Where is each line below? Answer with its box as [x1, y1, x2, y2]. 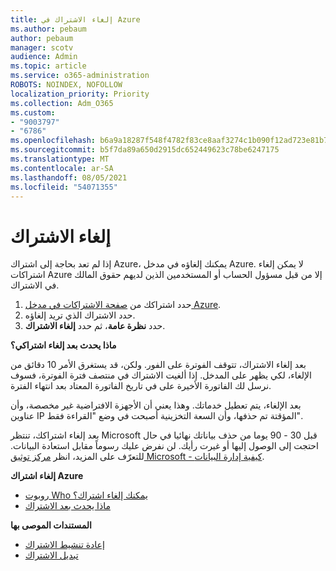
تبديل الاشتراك [24, 549, 79, 561]
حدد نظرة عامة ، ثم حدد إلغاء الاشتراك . [24, 320, 166, 332]
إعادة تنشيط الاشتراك [24, 539, 105, 551]
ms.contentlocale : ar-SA [10, 163, 114, 173]
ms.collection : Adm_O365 [10, 98, 114, 108]
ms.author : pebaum [10, 24, 87, 34]
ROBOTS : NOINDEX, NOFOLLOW [10, 80, 123, 90]
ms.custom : [10, 107, 56, 118]
